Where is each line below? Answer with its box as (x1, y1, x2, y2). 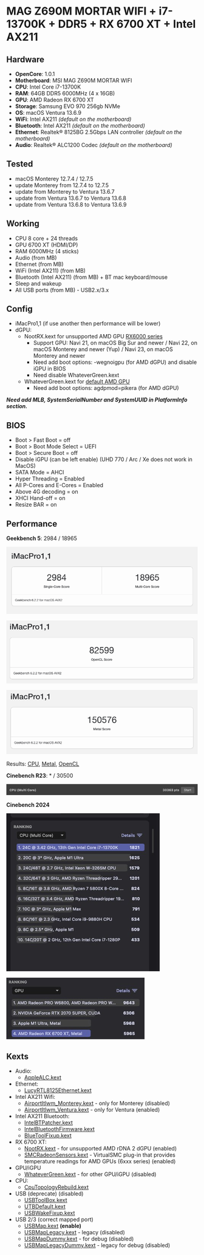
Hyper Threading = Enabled (15, 475, 85, 482)
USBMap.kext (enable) (24, 1222, 82, 1229)
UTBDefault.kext (24, 1203, 66, 1210)
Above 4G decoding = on (15, 488, 79, 496)
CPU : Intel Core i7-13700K (15, 83, 81, 91)
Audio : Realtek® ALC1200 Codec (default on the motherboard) (15, 142, 173, 148)
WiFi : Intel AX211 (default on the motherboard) (15, 115, 132, 123)
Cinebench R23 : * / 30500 (6, 771, 73, 779)
